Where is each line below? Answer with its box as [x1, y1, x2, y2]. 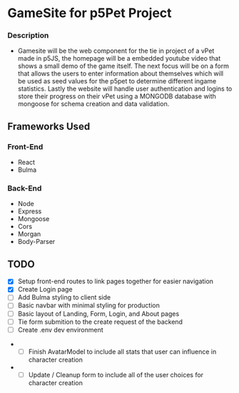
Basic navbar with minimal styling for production [17, 301, 161, 310]
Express [17, 207, 42, 215]
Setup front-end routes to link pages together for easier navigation [17, 277, 214, 286]
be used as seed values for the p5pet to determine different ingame [17, 77, 217, 86]
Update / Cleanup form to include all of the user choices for [28, 370, 204, 379]
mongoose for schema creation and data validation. [17, 100, 170, 108]
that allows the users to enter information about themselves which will [17, 69, 223, 78]
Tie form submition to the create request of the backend [17, 317, 183, 326]
